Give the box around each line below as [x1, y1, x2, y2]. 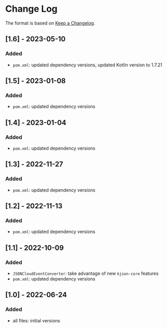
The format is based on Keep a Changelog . [5, 20, 95, 26]
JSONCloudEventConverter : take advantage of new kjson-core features [12, 270, 159, 276]
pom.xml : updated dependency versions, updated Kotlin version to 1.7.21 [12, 62, 162, 68]
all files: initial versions [12, 317, 60, 323]
